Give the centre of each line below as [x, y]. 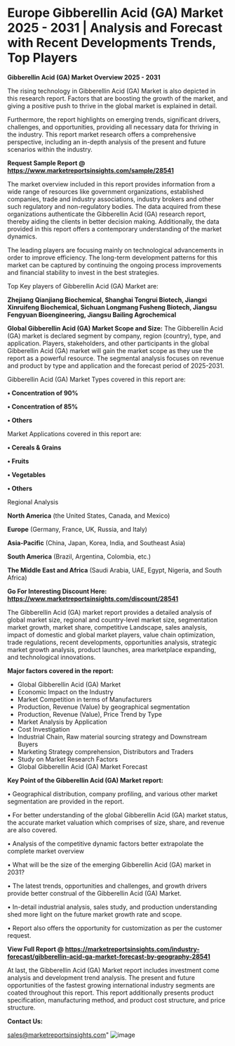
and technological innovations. [52, 657]
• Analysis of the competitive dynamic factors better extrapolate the [106, 843]
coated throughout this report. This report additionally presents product [110, 993]
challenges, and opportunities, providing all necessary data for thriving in [113, 127]
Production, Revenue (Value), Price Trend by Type [90, 714]
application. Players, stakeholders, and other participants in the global [108, 343]
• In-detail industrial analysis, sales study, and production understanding [112, 907]
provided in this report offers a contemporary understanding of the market [115, 229]
